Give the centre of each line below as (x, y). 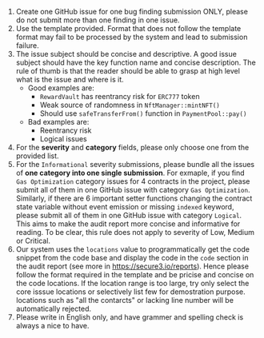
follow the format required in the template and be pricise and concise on (135, 274)
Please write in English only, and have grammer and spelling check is (130, 317)
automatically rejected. (54, 308)
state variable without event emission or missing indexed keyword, (125, 207)
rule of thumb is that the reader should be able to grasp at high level (128, 71)
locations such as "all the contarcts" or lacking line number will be (125, 300)
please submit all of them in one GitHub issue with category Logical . (129, 215)
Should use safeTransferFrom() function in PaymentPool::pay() (143, 113)
